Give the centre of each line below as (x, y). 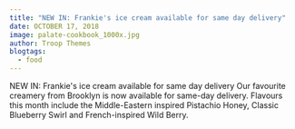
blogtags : (28, 52)
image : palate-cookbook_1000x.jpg (75, 35)
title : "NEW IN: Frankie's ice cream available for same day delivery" (147, 18)
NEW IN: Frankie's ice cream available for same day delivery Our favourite (147, 86)
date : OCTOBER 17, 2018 (54, 26)
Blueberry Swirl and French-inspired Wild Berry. (99, 115)
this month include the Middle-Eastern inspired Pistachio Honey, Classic (144, 105)
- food (30, 60)
